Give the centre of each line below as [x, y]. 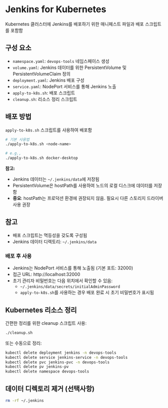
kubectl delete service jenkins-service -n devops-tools [67, 357]
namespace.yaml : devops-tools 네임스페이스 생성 [61, 61]
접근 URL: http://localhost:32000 [46, 275]
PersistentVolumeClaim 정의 [41, 74]
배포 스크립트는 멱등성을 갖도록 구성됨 [50, 235]
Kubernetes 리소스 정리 [41, 310]
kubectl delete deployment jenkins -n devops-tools [61, 353]
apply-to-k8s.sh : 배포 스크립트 [44, 93]
